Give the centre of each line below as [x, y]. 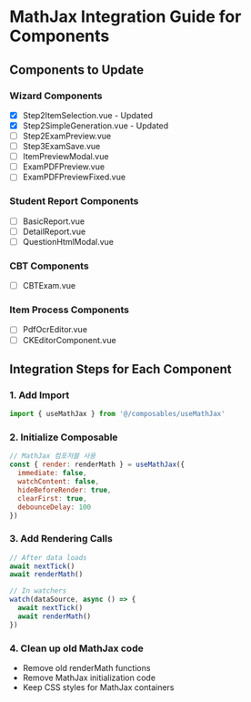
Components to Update [76, 70]
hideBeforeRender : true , [65, 490]
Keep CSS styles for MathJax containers [98, 687]
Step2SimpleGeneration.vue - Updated [95, 126]
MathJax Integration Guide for [125, 17]
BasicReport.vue [53, 221]
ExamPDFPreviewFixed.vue [74, 177]
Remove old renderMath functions [86, 668]
